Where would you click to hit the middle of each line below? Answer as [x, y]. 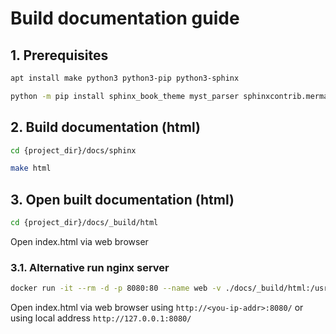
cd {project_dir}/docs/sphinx [73, 150]
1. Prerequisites [59, 55]
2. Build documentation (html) [105, 127]
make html [31, 168]
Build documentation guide [125, 18]
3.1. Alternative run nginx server [90, 267]
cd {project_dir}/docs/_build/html [84, 223]
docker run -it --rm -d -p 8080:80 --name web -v [116, 288]
